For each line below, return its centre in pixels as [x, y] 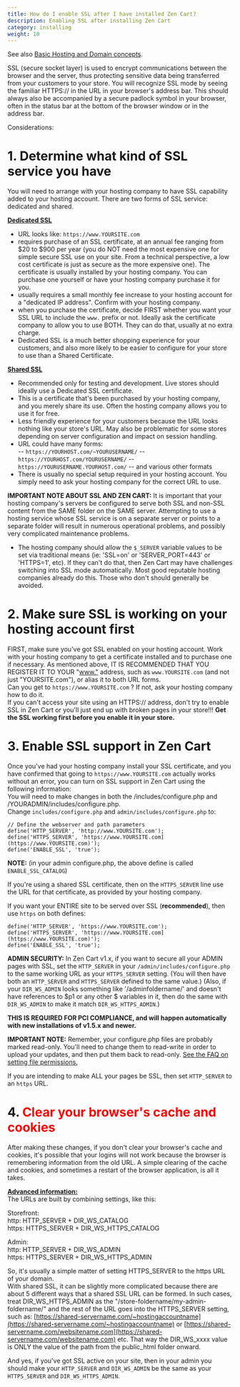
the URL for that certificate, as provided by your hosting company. [105, 892]
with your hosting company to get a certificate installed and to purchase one [120, 657]
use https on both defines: [47, 913]
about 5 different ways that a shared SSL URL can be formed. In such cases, [120, 1294]
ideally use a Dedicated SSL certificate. [76, 391]
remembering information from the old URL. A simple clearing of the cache [117, 1162]
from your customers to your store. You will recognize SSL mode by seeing [117, 84]
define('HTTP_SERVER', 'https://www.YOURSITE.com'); [87, 927]
